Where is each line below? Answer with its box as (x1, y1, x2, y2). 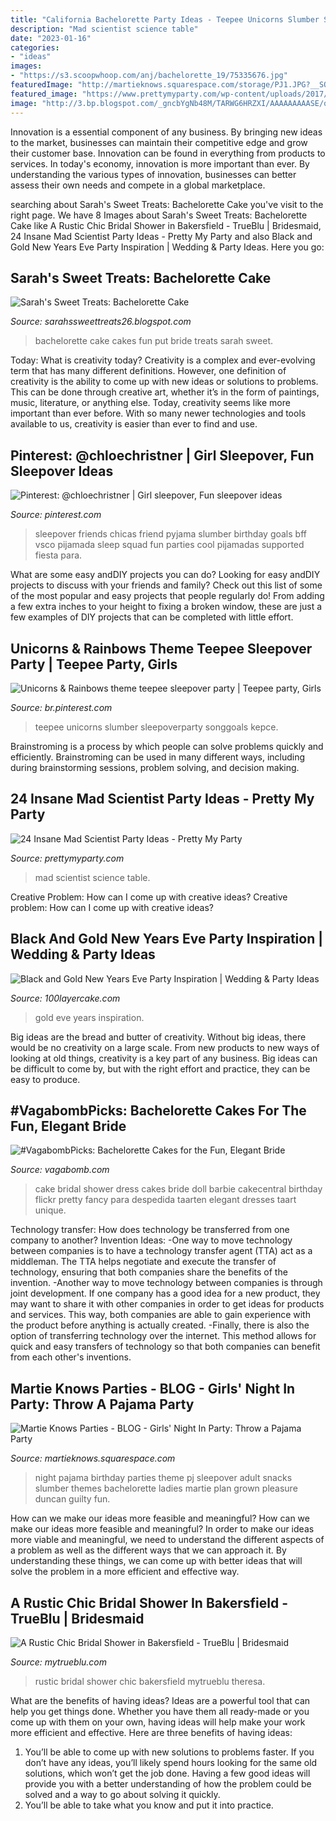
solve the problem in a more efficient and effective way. (10, 1566, 240, 1578)
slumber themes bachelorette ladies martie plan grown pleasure (34, 1482, 298, 1495)
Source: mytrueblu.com (10, 1656, 108, 1668)
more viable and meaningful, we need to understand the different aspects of (10, 1534, 325, 1546)
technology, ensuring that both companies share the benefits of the (10, 1266, 288, 1278)
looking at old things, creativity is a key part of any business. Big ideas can (10, 1052, 318, 1064)
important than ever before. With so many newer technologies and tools (10, 407, 307, 420)
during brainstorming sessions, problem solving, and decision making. (10, 761, 300, 773)
